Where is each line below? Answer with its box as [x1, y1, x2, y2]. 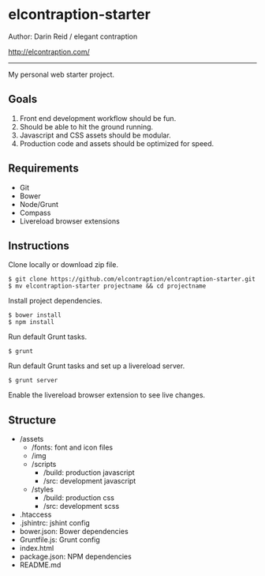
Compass [19, 208, 51, 217]
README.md [19, 560, 62, 570]
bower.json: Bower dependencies [19, 527, 129, 536]
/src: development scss [43, 502, 120, 511]
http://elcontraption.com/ [8, 47, 91, 56]
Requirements [8, 162, 79, 175]
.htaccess [19, 510, 52, 519]
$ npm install [8, 318, 55, 326]
